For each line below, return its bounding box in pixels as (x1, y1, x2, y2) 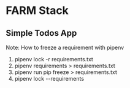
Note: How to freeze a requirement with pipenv (6, 44, 124, 51)
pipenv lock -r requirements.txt (14, 56, 93, 63)
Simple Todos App (6, 28, 77, 38)
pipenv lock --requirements (14, 75, 84, 82)
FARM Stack (6, 4, 69, 18)
